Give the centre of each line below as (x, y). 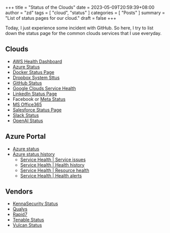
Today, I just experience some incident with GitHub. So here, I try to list (79, 28)
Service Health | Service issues (53, 160)
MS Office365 (27, 104)
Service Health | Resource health (55, 170)
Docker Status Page (33, 72)
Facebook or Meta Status (39, 99)
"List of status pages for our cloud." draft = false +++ (61, 18)
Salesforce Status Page (37, 110)
